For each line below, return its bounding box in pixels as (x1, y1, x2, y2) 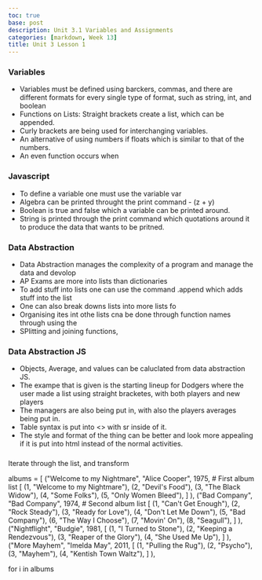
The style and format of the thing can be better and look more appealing (19, 431, 253, 440)
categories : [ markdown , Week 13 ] (8, 33, 118, 42)
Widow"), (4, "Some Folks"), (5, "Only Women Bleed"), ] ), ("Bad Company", (8, 490, 253, 500)
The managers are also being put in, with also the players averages (19, 406, 237, 415)
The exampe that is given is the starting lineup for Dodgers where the (19, 380, 245, 390)
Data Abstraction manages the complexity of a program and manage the (19, 260, 253, 270)
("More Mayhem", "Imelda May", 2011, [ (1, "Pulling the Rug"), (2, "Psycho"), (8, 541, 253, 550)
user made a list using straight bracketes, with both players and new (19, 389, 241, 398)
